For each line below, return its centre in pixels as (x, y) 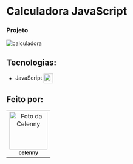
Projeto (17, 30)
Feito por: (25, 99)
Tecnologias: (31, 62)
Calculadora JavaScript (67, 11)
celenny (28, 153)
